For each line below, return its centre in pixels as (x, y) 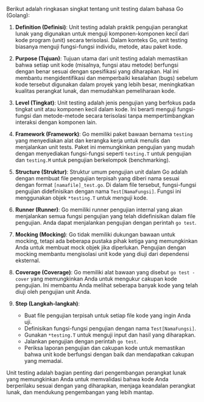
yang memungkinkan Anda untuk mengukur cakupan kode (104, 279)
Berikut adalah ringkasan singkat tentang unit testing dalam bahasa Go (95, 9)
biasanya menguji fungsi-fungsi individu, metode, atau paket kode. (99, 46)
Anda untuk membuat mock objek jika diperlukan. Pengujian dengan (101, 247)
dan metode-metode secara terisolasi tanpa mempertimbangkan (114, 116)
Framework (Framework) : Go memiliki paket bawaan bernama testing (104, 134)
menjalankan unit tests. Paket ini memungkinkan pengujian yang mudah (105, 147)
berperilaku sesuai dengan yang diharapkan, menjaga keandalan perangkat (101, 386)
